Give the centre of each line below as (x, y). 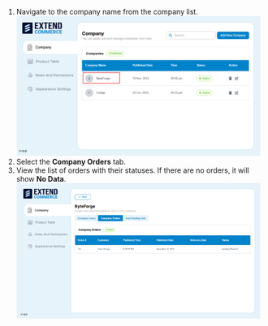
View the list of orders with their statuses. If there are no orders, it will (132, 170)
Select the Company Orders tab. (71, 161)
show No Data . (41, 178)
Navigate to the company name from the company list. (107, 12)
